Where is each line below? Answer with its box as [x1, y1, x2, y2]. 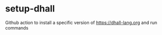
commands [5, 24, 29, 30]
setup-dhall [5, 3, 55, 14]
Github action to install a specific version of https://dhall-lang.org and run [5, 19, 157, 25]
